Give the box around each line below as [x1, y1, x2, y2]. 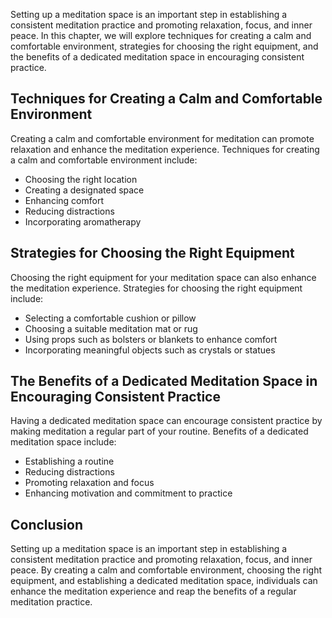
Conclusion [10, 516, 84, 533]
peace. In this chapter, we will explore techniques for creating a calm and [10, 30, 312, 41]
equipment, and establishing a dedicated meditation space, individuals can [10, 575, 318, 587]
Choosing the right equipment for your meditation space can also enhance [10, 271, 317, 283]
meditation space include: [10, 436, 117, 448]
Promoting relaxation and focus [24, 477, 155, 489]
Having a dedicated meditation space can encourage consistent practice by [10, 415, 323, 427]
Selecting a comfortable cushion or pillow [24, 312, 197, 324]
